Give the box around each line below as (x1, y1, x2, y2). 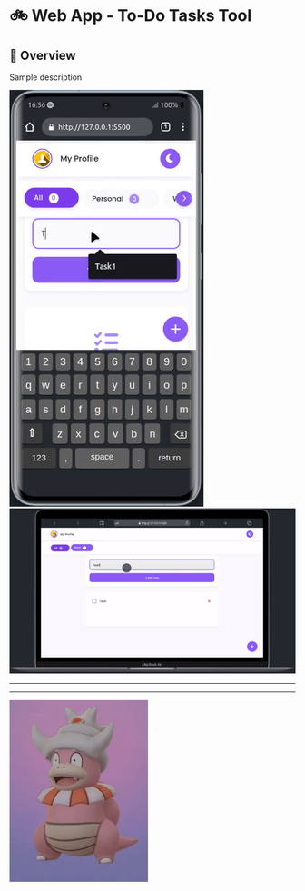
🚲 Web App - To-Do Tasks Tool (9, 5, 252, 26)
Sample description (9, 72, 83, 83)
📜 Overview (9, 47, 76, 63)
